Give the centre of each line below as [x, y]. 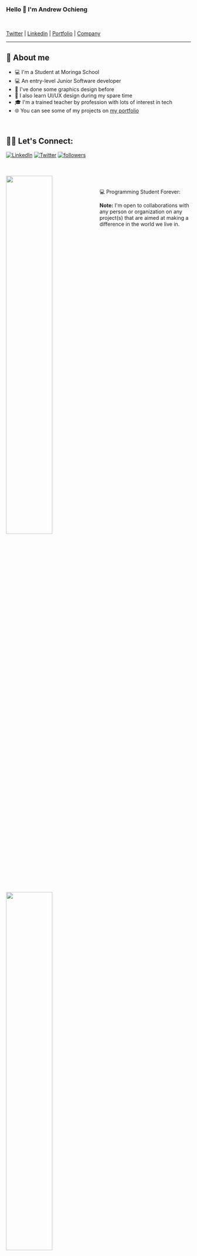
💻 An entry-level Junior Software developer [68, 81]
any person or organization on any [141, 212]
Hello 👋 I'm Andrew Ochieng [47, 9]
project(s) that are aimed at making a [144, 217]
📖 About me [28, 57]
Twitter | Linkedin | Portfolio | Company [53, 34]
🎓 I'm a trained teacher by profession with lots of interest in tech [94, 102]
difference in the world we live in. [140, 224]
